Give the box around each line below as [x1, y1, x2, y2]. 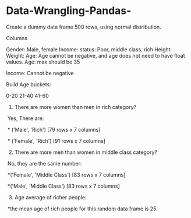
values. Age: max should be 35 [6, 58, 80, 65]
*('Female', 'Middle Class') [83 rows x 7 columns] [7, 171, 126, 178]
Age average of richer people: [14, 194, 87, 201]
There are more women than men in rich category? [14, 103, 137, 110]
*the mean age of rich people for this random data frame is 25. [7, 205, 158, 212]
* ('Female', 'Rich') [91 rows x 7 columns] [7, 137, 106, 144]
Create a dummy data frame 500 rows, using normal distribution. [6, 23, 161, 30]
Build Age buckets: [6, 80, 51, 88]
